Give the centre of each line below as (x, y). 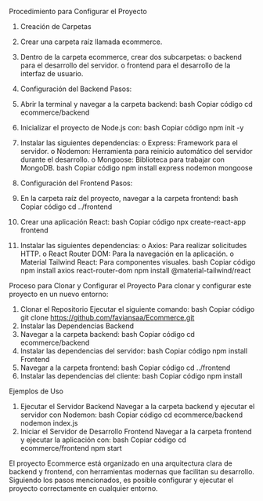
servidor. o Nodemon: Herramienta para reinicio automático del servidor (136, 151)
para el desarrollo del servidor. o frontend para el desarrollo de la (125, 65)
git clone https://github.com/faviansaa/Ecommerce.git (107, 318)
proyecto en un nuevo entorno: (59, 294)
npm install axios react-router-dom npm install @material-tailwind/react (135, 271)
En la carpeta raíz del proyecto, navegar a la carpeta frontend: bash (129, 198)
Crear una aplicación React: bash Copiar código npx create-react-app (133, 222)
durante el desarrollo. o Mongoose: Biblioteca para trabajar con (122, 159)
